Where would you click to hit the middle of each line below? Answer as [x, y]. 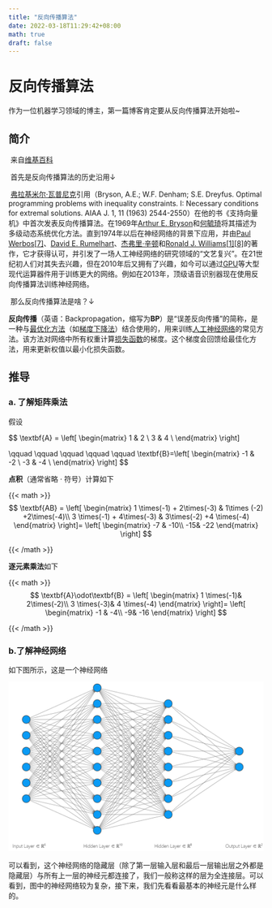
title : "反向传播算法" [43, 17]
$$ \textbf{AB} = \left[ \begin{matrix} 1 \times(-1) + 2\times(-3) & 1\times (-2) [136, 508]
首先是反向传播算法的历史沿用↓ [63, 177]
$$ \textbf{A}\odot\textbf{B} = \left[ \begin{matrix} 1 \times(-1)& [136, 595]
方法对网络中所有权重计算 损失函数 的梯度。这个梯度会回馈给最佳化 [139, 339]
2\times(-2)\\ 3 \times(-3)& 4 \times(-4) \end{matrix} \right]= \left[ [136, 603]
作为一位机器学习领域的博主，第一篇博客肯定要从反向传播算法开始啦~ [124, 110]
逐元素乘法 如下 [33, 566]
